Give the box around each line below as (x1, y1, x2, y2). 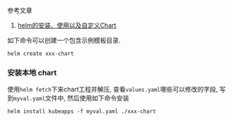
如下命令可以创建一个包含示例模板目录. (7, 36, 121, 44)
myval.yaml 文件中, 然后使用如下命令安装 (13, 94, 129, 102)
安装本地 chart (7, 68, 57, 78)
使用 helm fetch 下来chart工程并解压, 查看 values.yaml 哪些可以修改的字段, (7, 85, 218, 94)
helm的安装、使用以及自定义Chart (17, 21, 116, 30)
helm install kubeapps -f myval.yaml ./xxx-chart (7, 108, 157, 115)
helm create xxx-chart (7, 50, 74, 57)
